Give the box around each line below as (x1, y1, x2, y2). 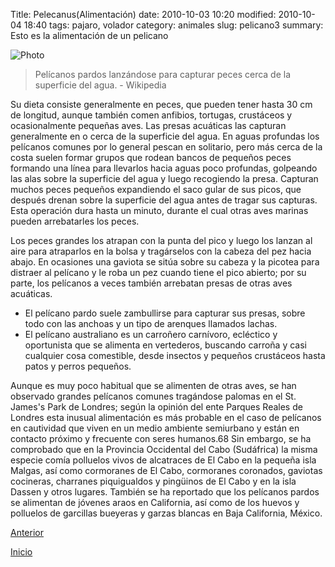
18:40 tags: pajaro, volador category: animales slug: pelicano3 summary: (23, 19, 324, 31)
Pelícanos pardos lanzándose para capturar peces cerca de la (34, 69, 292, 80)
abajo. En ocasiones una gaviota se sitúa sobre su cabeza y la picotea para (10, 256, 320, 268)
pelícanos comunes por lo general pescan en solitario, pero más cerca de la (10, 141, 323, 153)
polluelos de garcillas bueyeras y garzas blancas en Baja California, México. (10, 507, 323, 519)
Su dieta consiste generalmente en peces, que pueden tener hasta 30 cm (10, 99, 313, 110)
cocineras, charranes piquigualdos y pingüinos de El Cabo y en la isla (10, 475, 297, 487)
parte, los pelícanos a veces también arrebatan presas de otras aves (10, 277, 293, 289)
